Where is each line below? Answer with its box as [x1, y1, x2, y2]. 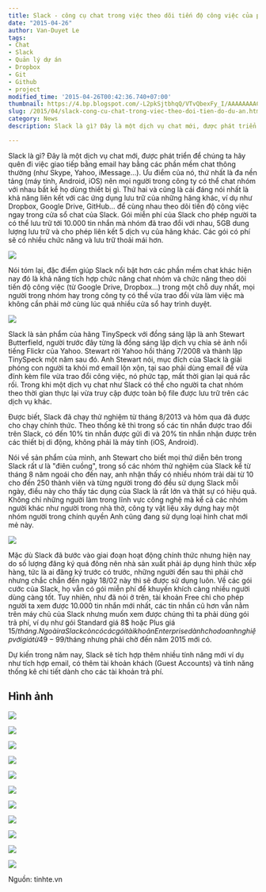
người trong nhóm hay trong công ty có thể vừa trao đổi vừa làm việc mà [8, 290, 245, 300]
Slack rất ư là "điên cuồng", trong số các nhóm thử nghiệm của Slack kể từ [8, 461, 251, 470]
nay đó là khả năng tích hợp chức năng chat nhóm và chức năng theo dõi [8, 274, 247, 283]
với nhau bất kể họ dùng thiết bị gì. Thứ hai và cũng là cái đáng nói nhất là [8, 184, 249, 194]
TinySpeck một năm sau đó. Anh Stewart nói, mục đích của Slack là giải [8, 354, 242, 364]
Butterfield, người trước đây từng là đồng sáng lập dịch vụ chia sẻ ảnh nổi [8, 338, 248, 347]
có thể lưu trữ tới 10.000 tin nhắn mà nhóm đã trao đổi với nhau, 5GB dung [8, 218, 249, 228]
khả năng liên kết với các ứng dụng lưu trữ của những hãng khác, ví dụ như [8, 193, 253, 202]
